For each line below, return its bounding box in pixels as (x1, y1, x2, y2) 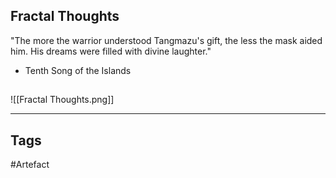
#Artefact (10, 159, 50, 171)
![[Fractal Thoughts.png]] (10, 94, 115, 106)
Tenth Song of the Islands (24, 64, 132, 76)
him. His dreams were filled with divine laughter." (10, 45, 212, 57)
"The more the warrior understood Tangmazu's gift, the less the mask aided (10, 34, 323, 46)
